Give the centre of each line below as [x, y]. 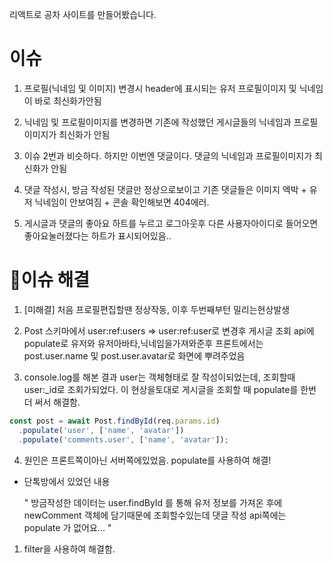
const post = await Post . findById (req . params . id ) [115, 421]
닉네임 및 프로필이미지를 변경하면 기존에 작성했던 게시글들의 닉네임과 [157, 122]
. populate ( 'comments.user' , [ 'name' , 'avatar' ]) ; [123, 439]
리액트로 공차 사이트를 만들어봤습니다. [83, 14]
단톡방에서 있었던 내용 [67, 481]
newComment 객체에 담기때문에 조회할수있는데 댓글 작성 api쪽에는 [155, 515]
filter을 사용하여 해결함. [69, 549]
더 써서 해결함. [52, 402]
